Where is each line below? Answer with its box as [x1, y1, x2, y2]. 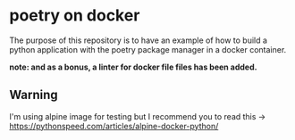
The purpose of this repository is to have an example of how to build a [9, 35, 268, 45]
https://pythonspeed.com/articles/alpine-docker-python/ [9, 120, 219, 131]
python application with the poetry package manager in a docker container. [9, 44, 287, 54]
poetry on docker [9, 5, 140, 26]
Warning [9, 87, 58, 103]
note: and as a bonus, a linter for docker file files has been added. [9, 62, 257, 72]
